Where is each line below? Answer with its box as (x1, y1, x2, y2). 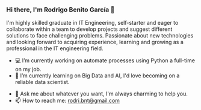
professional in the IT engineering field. (6, 45, 104, 52)
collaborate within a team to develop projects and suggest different (6, 25, 173, 33)
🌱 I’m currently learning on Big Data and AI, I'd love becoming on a (14, 72, 180, 79)
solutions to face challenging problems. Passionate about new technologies (6, 32, 194, 39)
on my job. (14, 66, 42, 73)
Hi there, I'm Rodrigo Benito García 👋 (6, 5, 115, 14)
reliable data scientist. (14, 79, 70, 86)
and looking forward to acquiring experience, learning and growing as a (6, 39, 184, 46)
